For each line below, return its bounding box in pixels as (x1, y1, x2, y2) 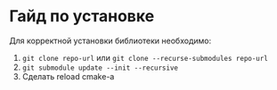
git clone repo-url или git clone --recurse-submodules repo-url (21, 52, 269, 63)
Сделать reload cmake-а (21, 71, 115, 81)
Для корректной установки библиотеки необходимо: (9, 35, 212, 46)
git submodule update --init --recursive (21, 64, 178, 72)
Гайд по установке (9, 6, 155, 26)
